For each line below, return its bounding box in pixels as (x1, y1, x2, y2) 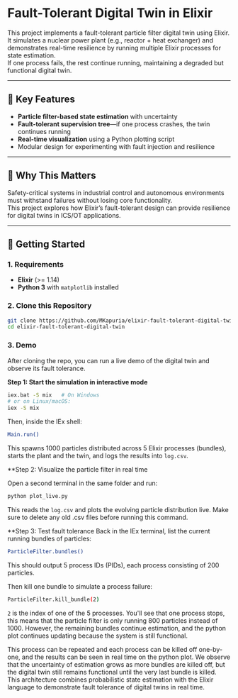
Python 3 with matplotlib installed (17, 283, 119, 292)
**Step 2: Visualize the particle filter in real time (7, 465, 148, 474)
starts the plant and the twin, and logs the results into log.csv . (7, 452, 189, 460)
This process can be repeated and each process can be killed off (7, 645, 198, 653)
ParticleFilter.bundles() (7, 548, 84, 555)
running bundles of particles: (7, 534, 92, 543)
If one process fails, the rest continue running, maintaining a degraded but (7, 58, 225, 67)
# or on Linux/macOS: (7, 398, 72, 405)
